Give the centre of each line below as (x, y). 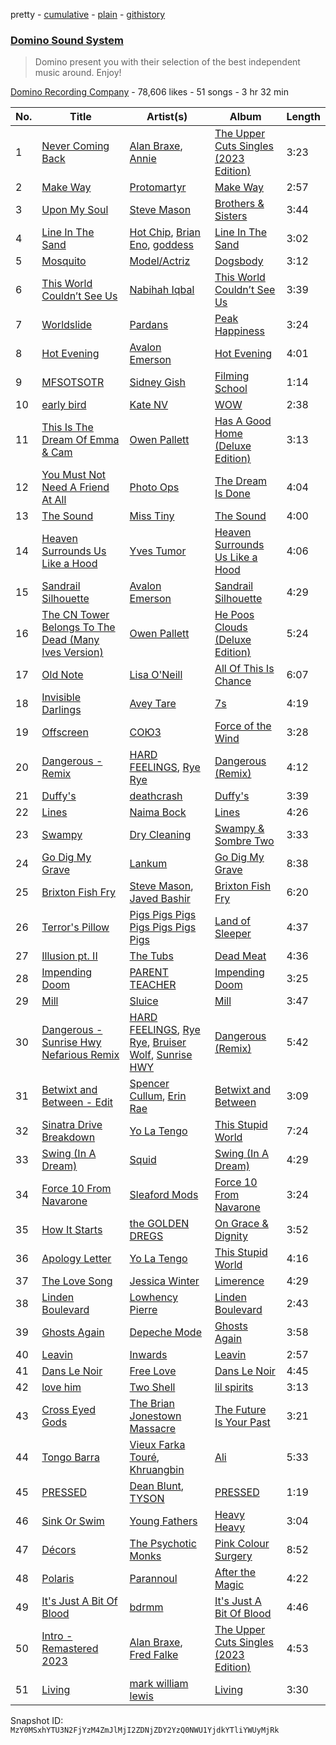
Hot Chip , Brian (165, 232)
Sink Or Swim (73, 1521)
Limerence (239, 1281)
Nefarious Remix (80, 1055)
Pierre (143, 1310)
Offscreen (65, 732)
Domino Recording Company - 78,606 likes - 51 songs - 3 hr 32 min (149, 92)
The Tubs (151, 956)
